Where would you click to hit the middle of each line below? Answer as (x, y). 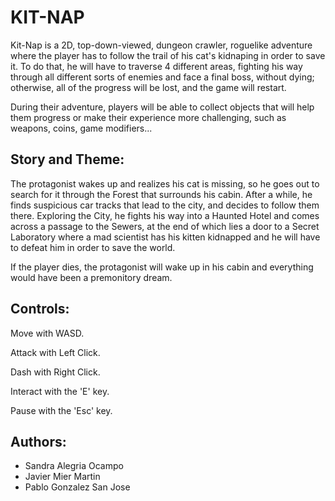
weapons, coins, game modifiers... (81, 128)
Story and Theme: (67, 159)
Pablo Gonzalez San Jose (77, 487)
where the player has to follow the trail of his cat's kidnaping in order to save (168, 55)
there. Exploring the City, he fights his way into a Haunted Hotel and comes (165, 215)
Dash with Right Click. (55, 372)
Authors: (38, 441)
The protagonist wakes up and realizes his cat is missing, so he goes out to (165, 183)
